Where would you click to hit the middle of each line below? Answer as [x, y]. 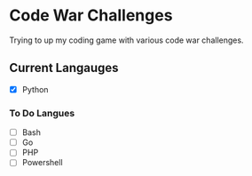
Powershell [43, 163]
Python [35, 89]
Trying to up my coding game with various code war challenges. [126, 40]
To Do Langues [42, 113]
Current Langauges [64, 68]
